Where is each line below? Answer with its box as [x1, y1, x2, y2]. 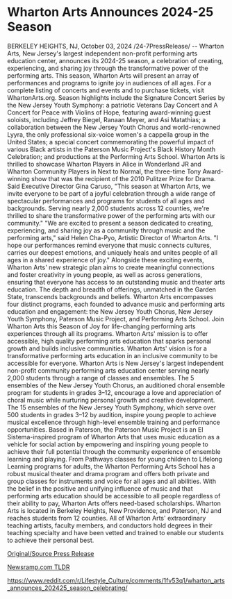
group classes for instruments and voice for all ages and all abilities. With [7, 477, 217, 485]
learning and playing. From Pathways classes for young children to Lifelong [7, 455, 222, 463]
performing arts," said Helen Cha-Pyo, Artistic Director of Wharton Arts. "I [7, 233, 219, 242]
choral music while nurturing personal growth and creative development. [7, 396, 215, 404]
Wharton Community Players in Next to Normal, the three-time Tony [7, 167, 201, 176]
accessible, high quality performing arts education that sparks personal [7, 337, 212, 345]
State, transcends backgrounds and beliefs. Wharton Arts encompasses [7, 292, 214, 301]
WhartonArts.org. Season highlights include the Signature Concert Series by [7, 93, 226, 101]
